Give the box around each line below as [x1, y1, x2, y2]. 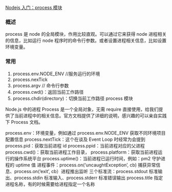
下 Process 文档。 [5, 119, 44, 125]
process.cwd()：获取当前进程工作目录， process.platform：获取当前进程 [5, 149, 158, 155]
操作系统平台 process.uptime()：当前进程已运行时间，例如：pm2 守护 [14, 155, 161, 161]
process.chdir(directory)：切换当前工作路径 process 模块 [12, 95, 133, 101]
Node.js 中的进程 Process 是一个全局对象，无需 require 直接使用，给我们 [5, 106, 159, 112]
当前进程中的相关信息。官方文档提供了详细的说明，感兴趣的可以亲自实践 [14, 112, 167, 119]
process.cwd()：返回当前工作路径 [12, 89, 84, 95]
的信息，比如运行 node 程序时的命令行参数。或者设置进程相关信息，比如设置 [5, 37, 167, 44]
